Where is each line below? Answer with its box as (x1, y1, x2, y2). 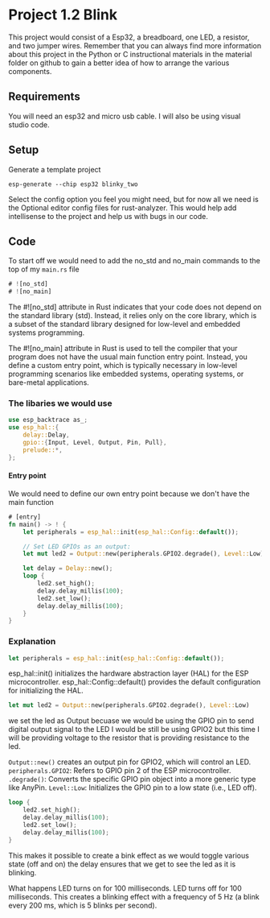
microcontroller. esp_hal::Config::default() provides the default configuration (8, 677, 261, 687)
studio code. (8, 119, 50, 130)
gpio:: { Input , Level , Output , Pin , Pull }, (22, 439, 167, 447)
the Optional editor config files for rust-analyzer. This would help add (8, 203, 237, 213)
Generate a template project (8, 164, 101, 174)
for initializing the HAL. (8, 686, 84, 696)
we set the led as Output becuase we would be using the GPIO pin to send (8, 716, 255, 726)
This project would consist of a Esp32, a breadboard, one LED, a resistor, (8, 32, 250, 42)
